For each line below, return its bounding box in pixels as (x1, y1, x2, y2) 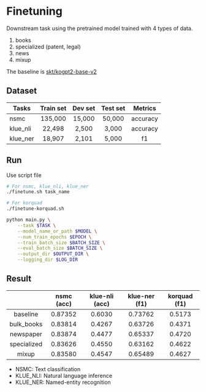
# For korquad (6, 200, 43, 206)
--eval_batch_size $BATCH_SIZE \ (17, 245, 103, 252)
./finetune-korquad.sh (6, 206, 64, 212)
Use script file (6, 171, 42, 179)
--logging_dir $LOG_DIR (17, 256, 78, 263)
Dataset (6, 86, 37, 96)
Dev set (72, 104, 96, 112)
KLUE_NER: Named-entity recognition (15, 379, 112, 386)
